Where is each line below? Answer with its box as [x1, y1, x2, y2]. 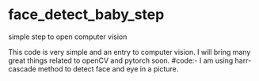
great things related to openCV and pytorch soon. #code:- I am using [8, 56, 234, 65]
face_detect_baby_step [8, 6, 165, 24]
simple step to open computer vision [8, 32, 128, 41]
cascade [8, 64, 37, 73]
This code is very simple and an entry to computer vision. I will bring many [8, 47, 251, 56]
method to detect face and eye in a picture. [38, 64, 179, 73]
